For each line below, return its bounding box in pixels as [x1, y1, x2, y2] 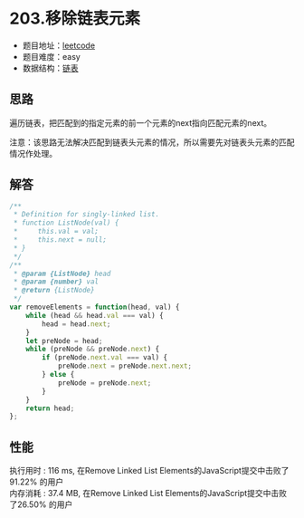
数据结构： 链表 [22, 62, 79, 73]
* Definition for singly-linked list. [13, 210, 160, 219]
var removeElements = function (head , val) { [9, 302, 180, 312]
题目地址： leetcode [22, 40, 96, 51]
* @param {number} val [13, 277, 100, 286]
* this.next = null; [13, 235, 107, 245]
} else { [42, 370, 75, 379]
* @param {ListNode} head [13, 269, 111, 278]
